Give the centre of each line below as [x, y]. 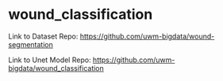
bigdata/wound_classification [56, 68]
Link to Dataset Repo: [43, 36]
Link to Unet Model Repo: [50, 60]
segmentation [31, 44]
